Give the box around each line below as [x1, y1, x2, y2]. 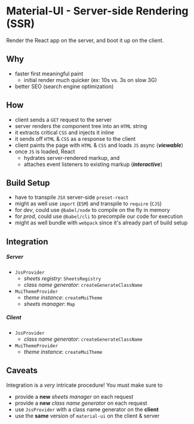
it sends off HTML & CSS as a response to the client [14, 135, 136, 142]
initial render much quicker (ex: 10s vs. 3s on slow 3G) [23, 76, 157, 83]
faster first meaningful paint [14, 70, 84, 77]
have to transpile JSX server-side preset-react [14, 193, 129, 201]
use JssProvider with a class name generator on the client [14, 405, 159, 413]
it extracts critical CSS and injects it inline [14, 129, 115, 136]
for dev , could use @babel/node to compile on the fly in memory [14, 207, 170, 214]
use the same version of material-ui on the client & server [14, 412, 160, 419]
